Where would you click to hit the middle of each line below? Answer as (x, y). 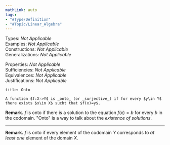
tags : (11, 15)
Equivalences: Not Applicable (36, 75)
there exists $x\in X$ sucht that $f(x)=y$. (53, 103)
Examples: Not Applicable (32, 44)
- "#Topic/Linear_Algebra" (34, 24)
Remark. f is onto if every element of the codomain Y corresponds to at (80, 133)
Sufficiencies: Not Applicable (35, 70)
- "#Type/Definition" (28, 19)
